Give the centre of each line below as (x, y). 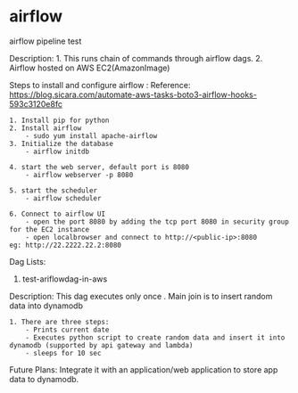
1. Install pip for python (59, 120)
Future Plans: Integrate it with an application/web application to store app (144, 369)
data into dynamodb (46, 306)
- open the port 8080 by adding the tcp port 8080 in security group (157, 221)
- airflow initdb (58, 151)
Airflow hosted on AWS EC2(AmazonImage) (90, 68)
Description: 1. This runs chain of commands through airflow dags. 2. (136, 58)
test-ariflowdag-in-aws (65, 279)
